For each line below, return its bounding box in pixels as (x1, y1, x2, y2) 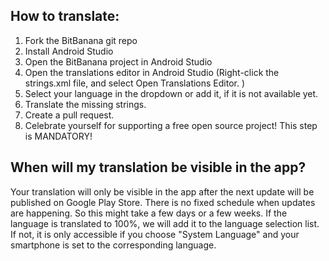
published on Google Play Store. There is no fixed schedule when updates (10, 196, 316, 208)
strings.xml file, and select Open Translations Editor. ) (24, 77, 246, 89)
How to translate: (10, 8, 120, 25)
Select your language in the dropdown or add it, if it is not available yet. (24, 87, 319, 99)
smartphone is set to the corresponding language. (10, 239, 217, 251)
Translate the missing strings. (24, 98, 147, 110)
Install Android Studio (24, 45, 114, 57)
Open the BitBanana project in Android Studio (24, 55, 213, 68)
